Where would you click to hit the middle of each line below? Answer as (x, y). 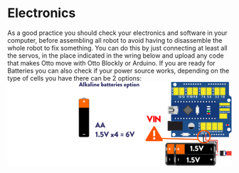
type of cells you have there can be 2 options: (75, 78)
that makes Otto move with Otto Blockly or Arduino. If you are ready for (111, 63)
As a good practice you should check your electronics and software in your (117, 33)
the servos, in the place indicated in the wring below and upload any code (116, 56)
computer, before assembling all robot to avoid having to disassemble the (115, 40)
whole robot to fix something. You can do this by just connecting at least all (117, 48)
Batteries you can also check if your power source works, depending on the (118, 70)
